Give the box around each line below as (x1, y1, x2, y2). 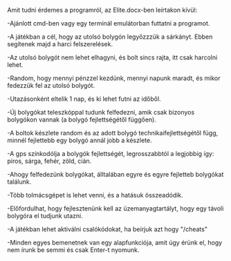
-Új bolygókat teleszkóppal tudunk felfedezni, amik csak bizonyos (7, 108, 195, 116)
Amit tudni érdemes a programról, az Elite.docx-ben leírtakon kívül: (7, 6, 198, 14)
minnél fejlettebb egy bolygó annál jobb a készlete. (7, 136, 152, 144)
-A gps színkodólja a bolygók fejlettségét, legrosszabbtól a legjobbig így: (7, 150, 214, 157)
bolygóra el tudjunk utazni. (7, 212, 83, 220)
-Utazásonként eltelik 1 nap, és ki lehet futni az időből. (7, 95, 161, 103)
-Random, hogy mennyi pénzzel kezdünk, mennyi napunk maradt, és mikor (7, 74, 221, 82)
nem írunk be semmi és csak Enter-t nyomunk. (7, 246, 140, 254)
